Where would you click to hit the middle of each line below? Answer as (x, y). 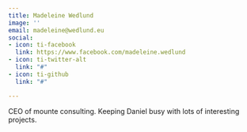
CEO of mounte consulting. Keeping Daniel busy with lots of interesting (124, 111)
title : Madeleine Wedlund (51, 15)
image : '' (25, 23)
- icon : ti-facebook (42, 45)
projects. (23, 119)
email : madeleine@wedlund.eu (56, 30)
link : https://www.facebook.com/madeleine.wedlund (101, 52)
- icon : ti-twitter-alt (47, 60)
